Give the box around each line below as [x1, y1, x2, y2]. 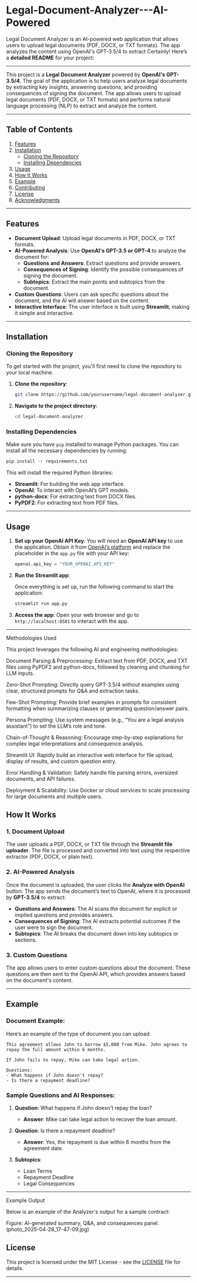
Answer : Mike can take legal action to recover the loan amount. [23, 1116, 177, 1123]
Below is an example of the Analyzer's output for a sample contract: [6, 1208, 170, 1215]
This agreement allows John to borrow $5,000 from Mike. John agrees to [6, 1041, 188, 1048]
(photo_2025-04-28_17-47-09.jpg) [6, 1226, 90, 1233]
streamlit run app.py [14, 600, 67, 606]
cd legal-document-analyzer [14, 414, 83, 420]
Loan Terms [23, 1167, 53, 1174]
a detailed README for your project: [6, 54, 95, 61]
